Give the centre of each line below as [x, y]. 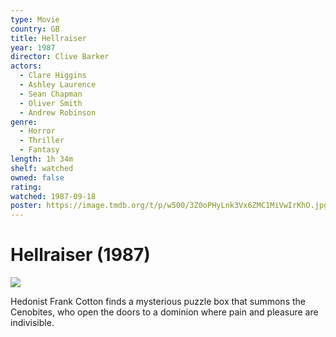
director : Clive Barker [60, 57]
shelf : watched [42, 168]
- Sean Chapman [51, 94]
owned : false [37, 177]
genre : [24, 122]
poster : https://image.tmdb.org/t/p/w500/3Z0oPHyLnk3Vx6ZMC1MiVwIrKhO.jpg [169, 206]
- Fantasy [39, 150]
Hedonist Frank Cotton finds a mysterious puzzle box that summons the [158, 302]
